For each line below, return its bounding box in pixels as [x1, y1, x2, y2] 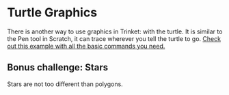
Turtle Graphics [7, 5, 98, 21]
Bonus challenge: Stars [7, 62, 109, 73]
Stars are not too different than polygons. [7, 80, 123, 88]
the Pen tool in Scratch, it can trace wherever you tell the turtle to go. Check [7, 34, 221, 42]
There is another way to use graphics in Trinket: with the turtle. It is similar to [7, 27, 223, 36]
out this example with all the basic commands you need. [7, 42, 165, 50]
